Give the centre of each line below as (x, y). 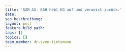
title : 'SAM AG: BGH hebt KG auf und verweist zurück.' (63, 10)
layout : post (18, 24)
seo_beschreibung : (24, 19)
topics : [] (16, 38)
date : (11, 14)
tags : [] (14, 33)
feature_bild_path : (25, 28)
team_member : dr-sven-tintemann (38, 42)
